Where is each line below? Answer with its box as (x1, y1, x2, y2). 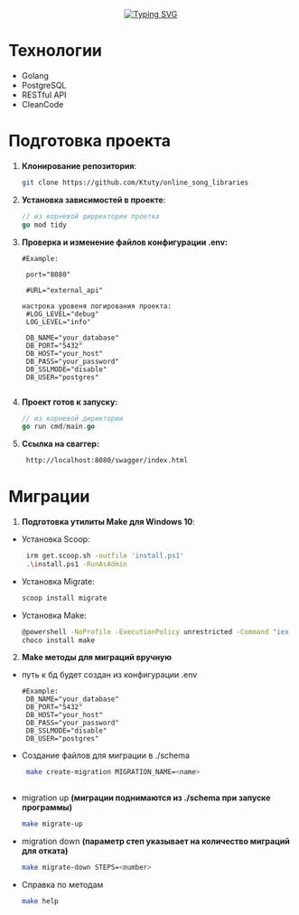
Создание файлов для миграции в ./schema (21, 750, 191, 761)
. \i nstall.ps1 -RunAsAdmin (25, 559, 127, 568)
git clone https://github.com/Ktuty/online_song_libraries (21, 178, 249, 187)
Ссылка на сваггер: (21, 438, 100, 450)
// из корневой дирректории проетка (21, 211, 160, 220)
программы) (21, 802, 73, 813)
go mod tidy (21, 220, 67, 229)
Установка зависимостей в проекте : (21, 194, 166, 205)
